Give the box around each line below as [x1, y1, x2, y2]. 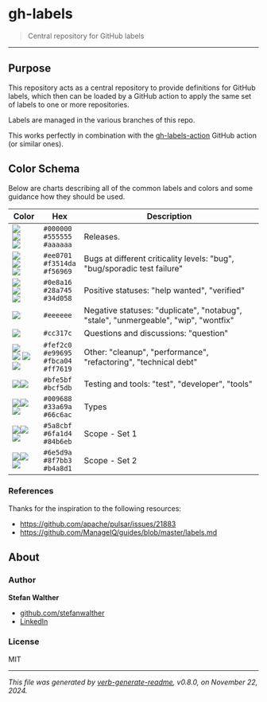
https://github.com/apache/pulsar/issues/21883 [19, 519, 176, 528]
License [8, 636, 40, 647]
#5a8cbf [43, 421, 73, 430]
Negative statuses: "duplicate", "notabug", [83, 304, 242, 315]
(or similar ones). [8, 138, 64, 148]
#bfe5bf [43, 375, 73, 384]
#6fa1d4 [43, 429, 73, 438]
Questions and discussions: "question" [83, 327, 229, 338]
